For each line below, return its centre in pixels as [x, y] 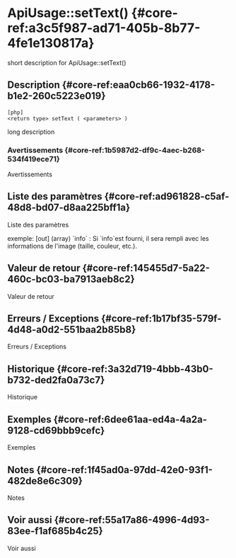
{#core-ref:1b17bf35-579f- [161, 319]
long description [31, 132]
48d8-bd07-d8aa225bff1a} [69, 208]
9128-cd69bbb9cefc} [56, 430]
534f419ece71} [34, 159]
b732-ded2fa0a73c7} [56, 380]
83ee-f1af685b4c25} [55, 531]
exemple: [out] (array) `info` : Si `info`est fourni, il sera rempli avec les [108, 238]
